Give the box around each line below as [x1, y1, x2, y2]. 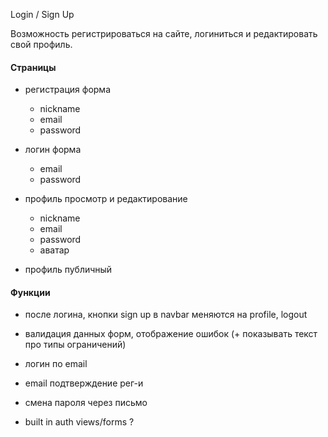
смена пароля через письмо [24, 397, 148, 409]
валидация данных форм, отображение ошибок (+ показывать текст [24, 328, 318, 340]
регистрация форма [24, 84, 112, 96]
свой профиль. [10, 39, 73, 50]
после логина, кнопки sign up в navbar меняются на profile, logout [24, 309, 308, 321]
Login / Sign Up [10, 9, 75, 20]
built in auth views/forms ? [24, 416, 135, 428]
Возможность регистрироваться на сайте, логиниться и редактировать [10, 28, 318, 39]
